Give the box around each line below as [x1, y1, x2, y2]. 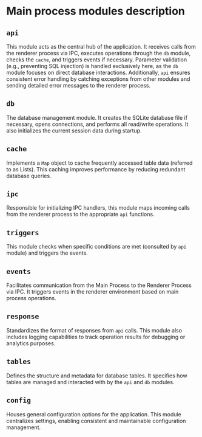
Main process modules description [6, 4, 185, 18]
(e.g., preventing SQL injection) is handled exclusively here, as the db [6, 63, 178, 69]
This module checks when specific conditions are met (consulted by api [6, 243, 187, 250]
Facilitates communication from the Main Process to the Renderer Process [6, 281, 192, 289]
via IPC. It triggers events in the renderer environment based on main [6, 288, 179, 295]
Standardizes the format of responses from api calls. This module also [6, 326, 183, 334]
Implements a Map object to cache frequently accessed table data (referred [6, 159, 193, 167]
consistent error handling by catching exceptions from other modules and [6, 75, 190, 83]
